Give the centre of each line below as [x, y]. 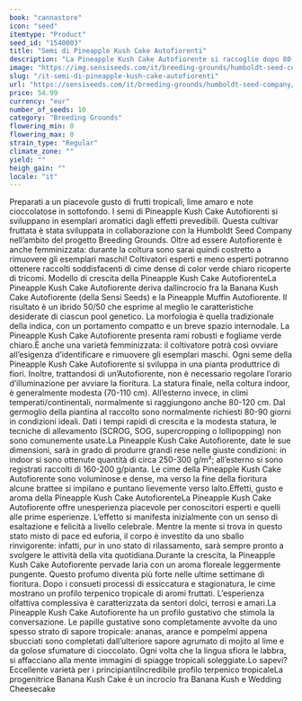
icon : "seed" [34, 26]
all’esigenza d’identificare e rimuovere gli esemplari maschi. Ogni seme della [151, 355]
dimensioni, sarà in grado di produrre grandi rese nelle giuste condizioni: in [148, 450]
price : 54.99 [34, 93]
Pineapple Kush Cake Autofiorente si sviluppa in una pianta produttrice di [145, 364]
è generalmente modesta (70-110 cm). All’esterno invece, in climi [129, 393]
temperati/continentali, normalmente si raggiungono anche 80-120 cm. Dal [147, 403]
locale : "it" [34, 176]
